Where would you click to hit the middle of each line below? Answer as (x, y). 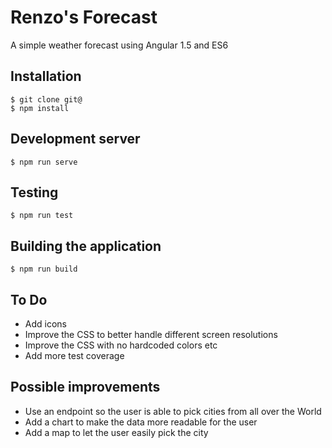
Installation (46, 76)
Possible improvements (85, 387)
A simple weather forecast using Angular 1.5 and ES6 (119, 45)
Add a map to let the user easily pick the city (116, 432)
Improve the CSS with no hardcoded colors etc (121, 345)
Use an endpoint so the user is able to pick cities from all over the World (173, 411)
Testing (34, 192)
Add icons (45, 324)
